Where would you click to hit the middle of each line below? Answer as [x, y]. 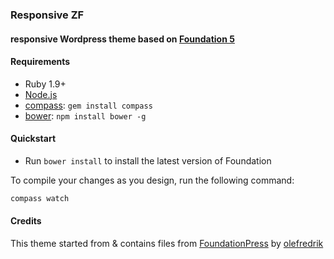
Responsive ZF [47, 15]
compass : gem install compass [88, 105]
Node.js [41, 94]
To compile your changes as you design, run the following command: [152, 180]
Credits [26, 221]
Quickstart [33, 139]
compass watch [40, 198]
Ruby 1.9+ [45, 84]
